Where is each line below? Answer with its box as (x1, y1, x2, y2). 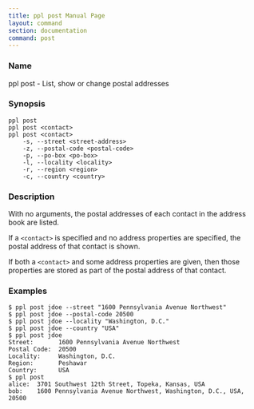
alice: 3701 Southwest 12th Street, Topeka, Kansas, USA (8, 380, 205, 388)
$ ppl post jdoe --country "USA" (8, 324, 120, 332)
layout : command (8, 19, 62, 27)
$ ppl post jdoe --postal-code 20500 (8, 311, 134, 319)
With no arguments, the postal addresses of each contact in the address (8, 209, 246, 219)
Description (8, 191, 55, 202)
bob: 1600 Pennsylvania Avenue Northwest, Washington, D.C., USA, (8, 387, 245, 395)
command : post (8, 34, 56, 42)
